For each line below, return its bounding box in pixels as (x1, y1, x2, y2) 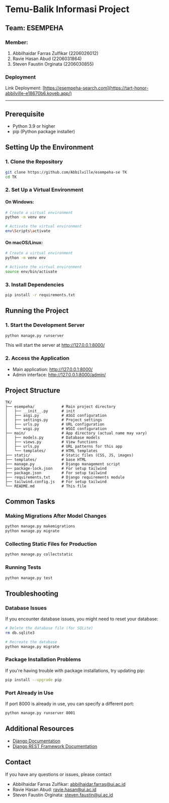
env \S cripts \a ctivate (5, 229, 51, 234)
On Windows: (5, 198, 34, 205)
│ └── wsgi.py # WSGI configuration (5, 426, 107, 431)
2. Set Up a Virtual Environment (5, 186, 84, 193)
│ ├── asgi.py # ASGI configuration (5, 413, 107, 418)
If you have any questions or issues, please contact (5, 771, 112, 777)
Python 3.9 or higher (12, 123, 55, 129)
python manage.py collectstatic (5, 552, 73, 557)
